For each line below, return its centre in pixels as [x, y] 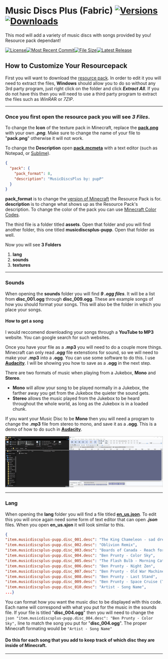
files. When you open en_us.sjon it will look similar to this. [65, 525]
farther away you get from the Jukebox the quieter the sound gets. [81, 393]
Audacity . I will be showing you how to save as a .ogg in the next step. [78, 363]
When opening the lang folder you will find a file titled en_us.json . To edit [81, 514]
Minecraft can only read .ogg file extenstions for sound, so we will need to [82, 352]
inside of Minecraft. [26, 645]
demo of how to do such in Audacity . [44, 429]
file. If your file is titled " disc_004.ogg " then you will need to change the [79, 613]
